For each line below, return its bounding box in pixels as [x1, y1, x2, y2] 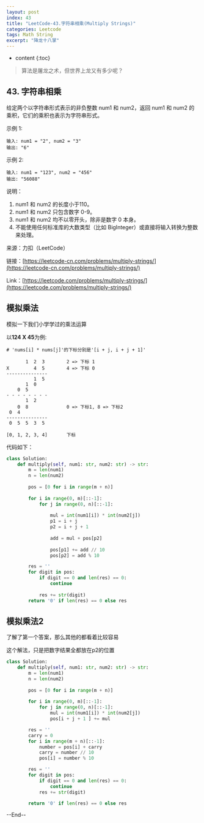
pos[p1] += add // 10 [49, 547, 105, 553]
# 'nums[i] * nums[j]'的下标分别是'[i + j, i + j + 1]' [6, 347, 146, 353]
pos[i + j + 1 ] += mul [49, 716, 111, 722]
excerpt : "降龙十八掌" [6, 37, 60, 44]
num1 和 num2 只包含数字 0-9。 [15, 208, 96, 215]
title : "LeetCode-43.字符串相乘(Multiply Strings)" [6, 20, 136, 26]
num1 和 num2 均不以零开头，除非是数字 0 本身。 [15, 216, 139, 223]
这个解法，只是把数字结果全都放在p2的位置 [6, 647, 115, 654]
